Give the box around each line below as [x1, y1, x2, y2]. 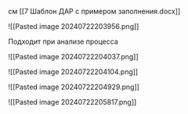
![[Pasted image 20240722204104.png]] [8, 67, 139, 77]
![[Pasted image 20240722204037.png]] [8, 52, 139, 61]
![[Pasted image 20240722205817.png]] [8, 98, 137, 106]
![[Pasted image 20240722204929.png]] [8, 82, 139, 91]
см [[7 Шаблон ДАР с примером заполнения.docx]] [8, 7, 181, 16]
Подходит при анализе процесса [8, 37, 119, 46]
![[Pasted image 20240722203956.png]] [8, 22, 139, 30]
